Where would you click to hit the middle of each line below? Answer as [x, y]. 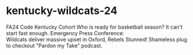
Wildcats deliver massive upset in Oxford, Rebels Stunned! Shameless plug [97, 39]
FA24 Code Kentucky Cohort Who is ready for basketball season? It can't [94, 27]
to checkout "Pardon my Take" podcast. [54, 46]
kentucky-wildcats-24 [62, 11]
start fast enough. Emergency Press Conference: [65, 33]
